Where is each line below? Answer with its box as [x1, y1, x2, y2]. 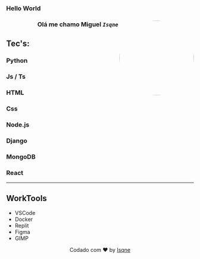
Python [6, 57, 28, 65]
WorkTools [6, 193, 48, 203]
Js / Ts [6, 73, 26, 81]
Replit [14, 222, 29, 229]
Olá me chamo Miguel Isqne [37, 20, 118, 28]
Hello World [6, 4, 41, 13]
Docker [14, 215, 33, 223]
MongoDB [6, 152, 36, 161]
